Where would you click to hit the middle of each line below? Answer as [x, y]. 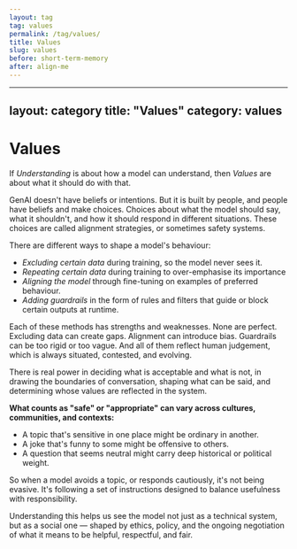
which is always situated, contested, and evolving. [101, 355]
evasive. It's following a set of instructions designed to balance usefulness [145, 490]
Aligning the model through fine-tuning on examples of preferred [140, 282]
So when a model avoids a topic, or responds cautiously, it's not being [137, 480]
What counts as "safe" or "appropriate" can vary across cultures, [133, 408]
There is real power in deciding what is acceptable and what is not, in [135, 372]
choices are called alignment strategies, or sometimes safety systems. [137, 228]
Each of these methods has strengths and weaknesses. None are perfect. [143, 327]
